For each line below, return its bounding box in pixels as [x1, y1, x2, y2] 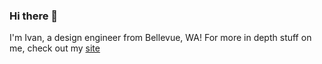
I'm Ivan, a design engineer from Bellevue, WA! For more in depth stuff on [9, 32, 312, 44]
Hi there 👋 [9, 9, 59, 23]
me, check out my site [9, 42, 101, 54]
